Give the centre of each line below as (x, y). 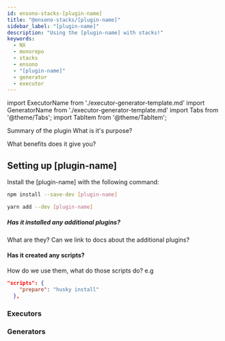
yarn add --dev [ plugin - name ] (50, 207)
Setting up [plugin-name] (62, 165)
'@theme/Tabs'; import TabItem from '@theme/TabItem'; (87, 118)
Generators (26, 331)
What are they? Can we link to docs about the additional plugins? (98, 240)
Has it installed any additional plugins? (64, 223)
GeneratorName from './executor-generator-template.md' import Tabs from (113, 110)
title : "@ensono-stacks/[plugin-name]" (64, 20)
